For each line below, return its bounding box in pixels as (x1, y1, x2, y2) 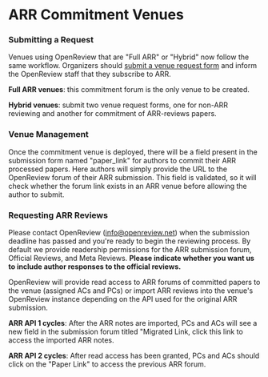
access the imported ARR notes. (8, 335, 114, 345)
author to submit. (8, 190, 65, 199)
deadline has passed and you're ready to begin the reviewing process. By (8, 236, 251, 246)
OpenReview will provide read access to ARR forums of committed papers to (8, 278, 261, 287)
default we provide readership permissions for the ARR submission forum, (8, 245, 252, 255)
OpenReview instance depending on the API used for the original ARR (8, 295, 238, 304)
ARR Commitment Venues (8, 6, 184, 24)
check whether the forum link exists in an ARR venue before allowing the (8, 181, 247, 191)
